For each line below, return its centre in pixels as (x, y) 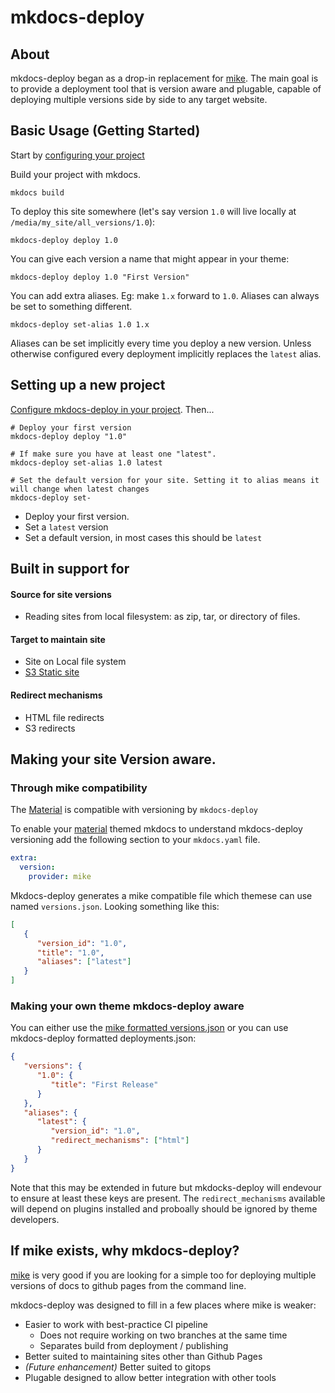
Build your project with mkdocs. (75, 174)
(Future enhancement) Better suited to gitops (118, 1367)
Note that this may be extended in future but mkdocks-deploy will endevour (166, 1187)
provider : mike (60, 877)
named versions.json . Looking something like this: (115, 906)
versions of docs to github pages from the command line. (128, 1285)
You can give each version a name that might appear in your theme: (150, 258)
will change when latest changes (80, 489)
